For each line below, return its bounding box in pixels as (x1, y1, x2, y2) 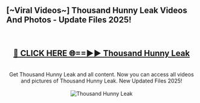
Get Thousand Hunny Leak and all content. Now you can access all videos (8, 70, 195, 78)
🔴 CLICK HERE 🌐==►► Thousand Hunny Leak (13, 48, 190, 58)
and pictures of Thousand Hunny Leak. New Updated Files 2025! (21, 77, 182, 84)
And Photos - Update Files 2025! (6, 15, 132, 25)
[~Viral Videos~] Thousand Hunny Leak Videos (6, 5, 187, 16)
